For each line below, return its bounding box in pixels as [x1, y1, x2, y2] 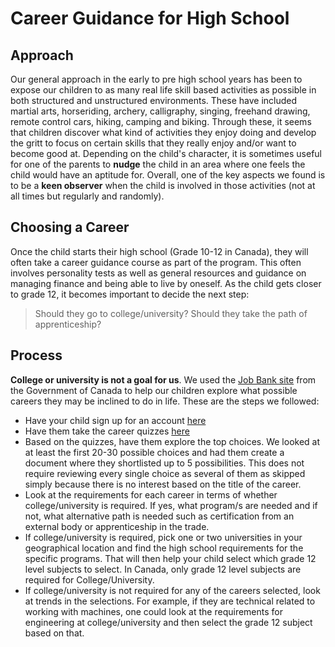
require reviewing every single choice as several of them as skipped [24, 467, 306, 479]
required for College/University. [24, 573, 155, 586]
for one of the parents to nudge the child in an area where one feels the [10, 158, 306, 170]
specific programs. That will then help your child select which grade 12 [24, 552, 317, 564]
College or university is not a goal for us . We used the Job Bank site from [10, 373, 317, 386]
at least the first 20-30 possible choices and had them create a [24, 446, 285, 458]
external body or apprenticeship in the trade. [24, 520, 210, 532]
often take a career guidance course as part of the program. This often [10, 256, 302, 268]
